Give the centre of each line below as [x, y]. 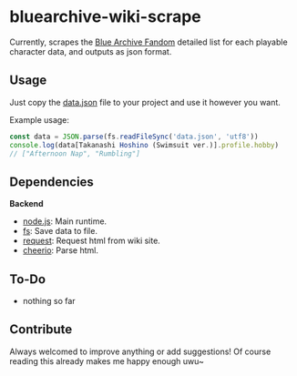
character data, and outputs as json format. [91, 51]
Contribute [41, 330]
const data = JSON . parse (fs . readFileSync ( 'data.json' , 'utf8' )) [134, 137]
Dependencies [51, 182]
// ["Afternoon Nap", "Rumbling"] [75, 153]
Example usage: [40, 119]
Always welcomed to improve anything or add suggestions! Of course [140, 351]
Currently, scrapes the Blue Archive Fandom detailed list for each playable [149, 42]
